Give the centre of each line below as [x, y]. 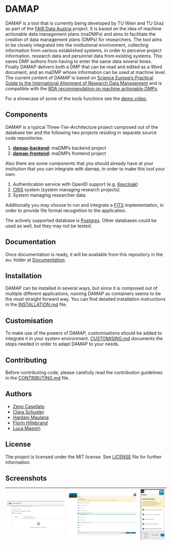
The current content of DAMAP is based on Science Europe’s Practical [79, 77]
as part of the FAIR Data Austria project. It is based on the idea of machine [83, 28]
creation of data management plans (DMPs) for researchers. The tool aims [84, 40]
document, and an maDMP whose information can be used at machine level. [86, 72]
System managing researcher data [49, 195]
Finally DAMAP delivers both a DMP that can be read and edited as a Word [84, 67]
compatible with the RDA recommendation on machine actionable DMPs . [82, 88]
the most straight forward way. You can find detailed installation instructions [85, 299]
